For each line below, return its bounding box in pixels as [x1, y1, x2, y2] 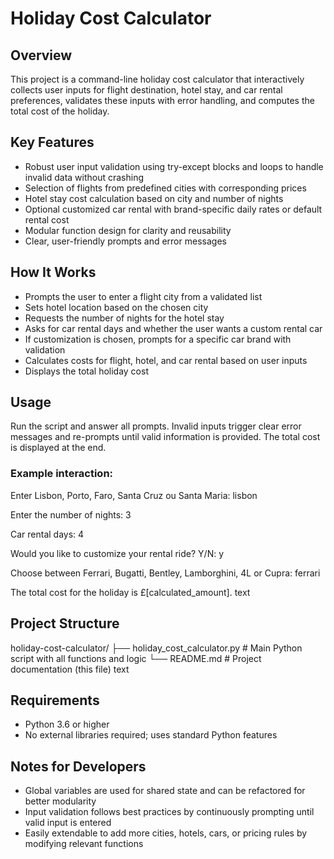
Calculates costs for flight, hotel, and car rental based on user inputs [24, 354, 308, 366]
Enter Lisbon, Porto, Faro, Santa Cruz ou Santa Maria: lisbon [10, 489, 258, 501]
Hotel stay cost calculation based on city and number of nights [24, 192, 284, 204]
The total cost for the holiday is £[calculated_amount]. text [10, 586, 251, 598]
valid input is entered [24, 817, 112, 829]
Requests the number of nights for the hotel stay [24, 312, 225, 324]
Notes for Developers [10, 758, 147, 775]
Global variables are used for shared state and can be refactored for [24, 785, 306, 797]
